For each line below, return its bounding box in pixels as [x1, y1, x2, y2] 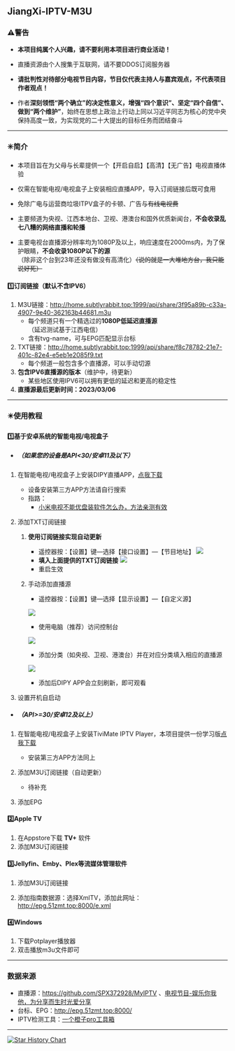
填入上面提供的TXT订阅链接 [38, 556, 119, 564]
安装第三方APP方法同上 [27, 753, 96, 762]
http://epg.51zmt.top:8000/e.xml [17, 901, 111, 910]
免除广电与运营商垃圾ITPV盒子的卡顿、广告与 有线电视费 [17, 199, 179, 208]
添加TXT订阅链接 [17, 517, 66, 526]
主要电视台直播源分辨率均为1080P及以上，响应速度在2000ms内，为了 [17, 238, 219, 246]
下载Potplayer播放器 [17, 937, 76, 945]
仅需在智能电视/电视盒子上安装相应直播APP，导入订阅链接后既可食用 [17, 185, 216, 193]
